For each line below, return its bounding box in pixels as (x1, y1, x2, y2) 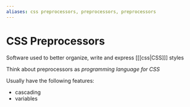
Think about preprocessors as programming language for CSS (6, 65, 160, 73)
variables (14, 95, 38, 102)
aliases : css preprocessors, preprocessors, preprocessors (6, 8, 157, 15)
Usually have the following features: (6, 77, 94, 84)
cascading (14, 89, 41, 96)
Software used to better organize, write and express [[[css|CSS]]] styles (6, 54, 184, 61)
